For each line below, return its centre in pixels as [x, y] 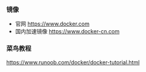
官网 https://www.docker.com [52, 24]
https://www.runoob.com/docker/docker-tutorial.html [73, 62]
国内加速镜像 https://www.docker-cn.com [67, 31]
